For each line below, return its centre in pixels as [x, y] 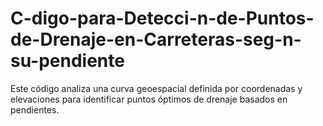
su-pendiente [67, 61]
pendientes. [35, 109]
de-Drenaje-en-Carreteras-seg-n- [156, 39]
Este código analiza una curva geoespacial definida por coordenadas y [156, 88]
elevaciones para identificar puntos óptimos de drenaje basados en [149, 99]
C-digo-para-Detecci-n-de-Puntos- [162, 18]
